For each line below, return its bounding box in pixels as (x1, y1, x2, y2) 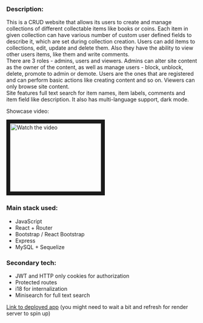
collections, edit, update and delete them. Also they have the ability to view (6, 44, 194, 52)
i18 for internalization (15, 285, 68, 292)
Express (15, 237, 36, 244)
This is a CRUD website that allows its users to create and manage (6, 19, 172, 26)
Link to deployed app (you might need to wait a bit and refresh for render (6, 303, 188, 310)
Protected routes (15, 278, 58, 286)
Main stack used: (6, 204, 58, 212)
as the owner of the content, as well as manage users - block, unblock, (6, 64, 184, 71)
